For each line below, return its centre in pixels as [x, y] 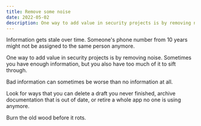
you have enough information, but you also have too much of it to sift [91, 64]
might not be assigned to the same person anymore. [71, 46]
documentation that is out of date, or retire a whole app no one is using [94, 100]
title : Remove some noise [38, 12]
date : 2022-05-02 [28, 17]
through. [17, 70]
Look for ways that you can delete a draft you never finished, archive [91, 94]
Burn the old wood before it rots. [46, 118]
